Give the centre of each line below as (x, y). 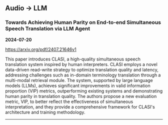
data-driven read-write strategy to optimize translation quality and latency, (82, 69)
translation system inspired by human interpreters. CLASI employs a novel (81, 64)
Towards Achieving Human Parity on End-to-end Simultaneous (83, 22)
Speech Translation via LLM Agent (48, 28)
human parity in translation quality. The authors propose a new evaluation (81, 96)
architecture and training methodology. (45, 112)
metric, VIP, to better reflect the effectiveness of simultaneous (69, 101)
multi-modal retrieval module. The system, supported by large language (79, 80)
